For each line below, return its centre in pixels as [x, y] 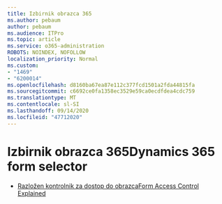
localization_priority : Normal [53, 59]
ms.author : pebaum [34, 20]
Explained [32, 193]
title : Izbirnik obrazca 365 [50, 14]
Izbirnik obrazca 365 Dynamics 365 [111, 151]
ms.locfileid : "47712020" [45, 117]
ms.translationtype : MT [42, 98]
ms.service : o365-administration [56, 46]
